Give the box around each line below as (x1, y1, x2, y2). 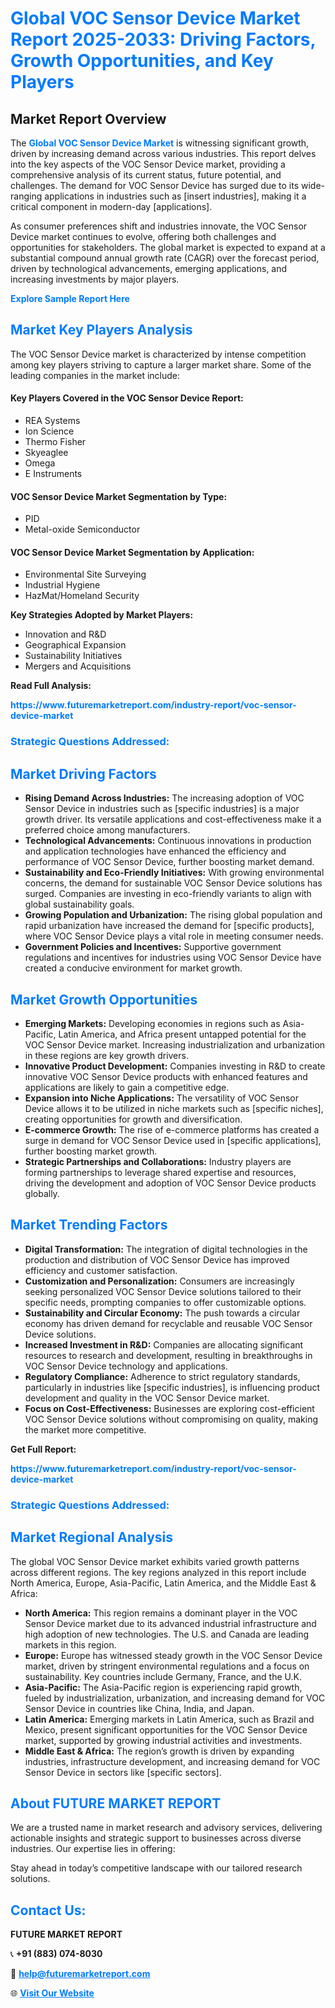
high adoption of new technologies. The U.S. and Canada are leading (24, 1628, 310, 1640)
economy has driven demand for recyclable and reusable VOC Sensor (24, 1317, 313, 1329)
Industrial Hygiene (24, 579, 101, 591)
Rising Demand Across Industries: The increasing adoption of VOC (24, 792, 305, 804)
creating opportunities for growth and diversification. (24, 1113, 243, 1125)
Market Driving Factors (10, 765, 157, 782)
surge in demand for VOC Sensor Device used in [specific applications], (24, 1134, 322, 1146)
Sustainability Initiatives (24, 650, 123, 662)
